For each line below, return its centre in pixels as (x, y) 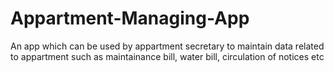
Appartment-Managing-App (130, 18)
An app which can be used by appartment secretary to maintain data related (167, 46)
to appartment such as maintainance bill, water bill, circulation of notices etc (167, 56)
